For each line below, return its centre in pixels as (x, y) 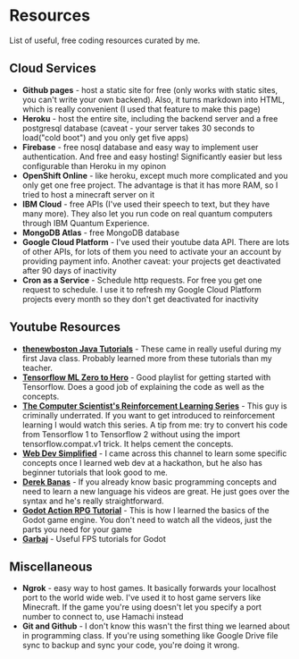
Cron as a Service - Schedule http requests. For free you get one (142, 280)
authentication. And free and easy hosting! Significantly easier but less (152, 156)
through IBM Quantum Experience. (86, 223)
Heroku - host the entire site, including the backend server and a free (150, 118)
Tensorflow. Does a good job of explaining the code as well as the (143, 386)
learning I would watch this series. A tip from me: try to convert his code (155, 425)
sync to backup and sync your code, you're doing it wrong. (131, 646)
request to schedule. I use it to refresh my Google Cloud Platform (141, 289)
